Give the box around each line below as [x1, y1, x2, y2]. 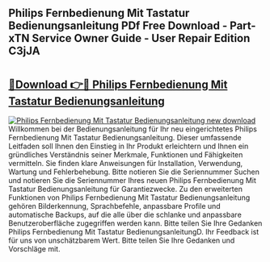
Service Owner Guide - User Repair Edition [32, 31, 251, 45]
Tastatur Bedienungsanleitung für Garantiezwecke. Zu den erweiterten [8, 185, 243, 193]
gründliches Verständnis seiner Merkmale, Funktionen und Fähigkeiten [8, 150, 243, 160]
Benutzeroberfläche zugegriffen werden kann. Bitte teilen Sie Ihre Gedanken [8, 218, 263, 228]
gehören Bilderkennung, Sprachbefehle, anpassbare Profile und [8, 202, 221, 210]
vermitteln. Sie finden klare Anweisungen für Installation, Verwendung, [8, 159, 243, 168]
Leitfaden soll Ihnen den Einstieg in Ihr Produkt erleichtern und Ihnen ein [8, 141, 249, 151]
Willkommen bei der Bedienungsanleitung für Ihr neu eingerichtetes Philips [8, 124, 257, 134]
